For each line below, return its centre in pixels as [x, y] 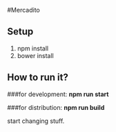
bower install [35, 55]
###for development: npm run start [58, 94]
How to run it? [38, 78]
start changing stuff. [36, 121]
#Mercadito [23, 10]
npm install [33, 48]
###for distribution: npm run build [56, 107]
